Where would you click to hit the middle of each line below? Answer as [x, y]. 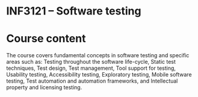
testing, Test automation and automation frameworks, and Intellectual [92, 81]
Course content [46, 39]
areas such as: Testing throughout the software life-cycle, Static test [91, 62]
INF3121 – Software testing [74, 11]
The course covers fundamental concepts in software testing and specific [98, 55]
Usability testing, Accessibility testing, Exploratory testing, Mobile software [99, 75]
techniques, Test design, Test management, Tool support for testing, [91, 68]
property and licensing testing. [44, 87]
